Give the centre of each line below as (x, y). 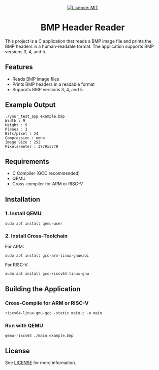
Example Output (30, 105)
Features (19, 67)
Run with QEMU (24, 325)
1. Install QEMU (23, 213)
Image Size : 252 (23, 142)
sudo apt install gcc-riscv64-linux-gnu (47, 274)
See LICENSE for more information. (41, 363)
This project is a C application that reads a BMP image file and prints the (78, 41)
